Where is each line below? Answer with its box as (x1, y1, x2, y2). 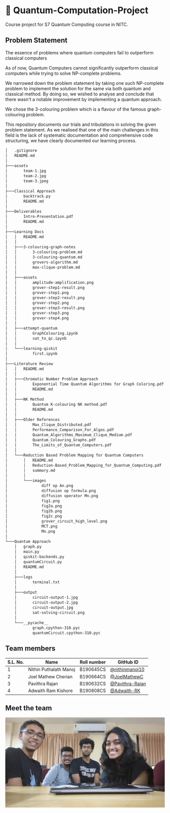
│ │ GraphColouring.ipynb (5, 331, 78, 336)
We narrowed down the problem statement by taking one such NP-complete (5, 80, 164, 86)
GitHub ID (117, 659, 139, 665)
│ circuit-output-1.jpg (14, 595, 78, 600)
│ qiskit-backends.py (14, 554, 65, 559)
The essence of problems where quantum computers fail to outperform (5, 49, 154, 55)
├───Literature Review (5, 361, 53, 366)
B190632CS (79, 680, 106, 687)
